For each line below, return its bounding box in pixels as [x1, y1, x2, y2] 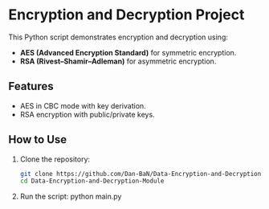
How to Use [8, 133, 67, 146]
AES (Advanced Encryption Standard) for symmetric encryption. [19, 47, 237, 57]
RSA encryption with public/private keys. [19, 109, 155, 119]
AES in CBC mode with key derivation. [19, 100, 146, 110]
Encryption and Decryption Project [8, 6, 245, 24]
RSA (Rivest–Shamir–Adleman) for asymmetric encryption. [19, 56, 217, 66]
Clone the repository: [19, 154, 91, 164]
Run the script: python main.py [19, 191, 122, 202]
